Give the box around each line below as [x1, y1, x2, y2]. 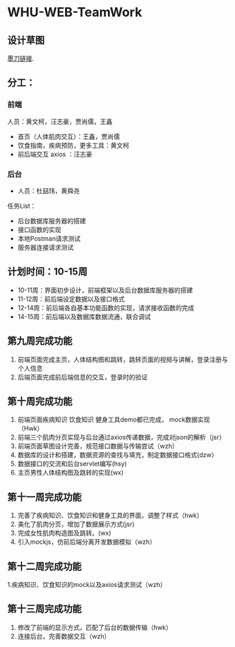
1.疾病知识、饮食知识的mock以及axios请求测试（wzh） [7, 581, 167, 589]
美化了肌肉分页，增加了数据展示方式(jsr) [17, 520, 135, 528]
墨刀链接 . [7, 54, 35, 62]
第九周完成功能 [7, 335, 73, 347]
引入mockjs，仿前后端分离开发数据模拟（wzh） [17, 538, 157, 546]
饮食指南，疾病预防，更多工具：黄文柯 [17, 141, 129, 149]
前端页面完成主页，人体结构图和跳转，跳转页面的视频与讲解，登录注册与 [17, 355, 228, 364]
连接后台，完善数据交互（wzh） [17, 631, 111, 640]
